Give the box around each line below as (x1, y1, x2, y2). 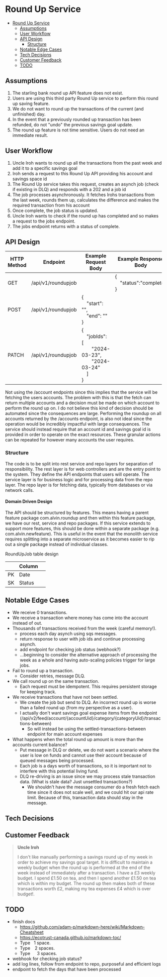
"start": (86, 300, 103, 307)
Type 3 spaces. (19, 950, 57, 956)
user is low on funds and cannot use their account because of (19, 752, 147, 758)
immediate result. (12, 132, 48, 138)
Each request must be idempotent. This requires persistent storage (19, 683, 157, 689)
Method (7, 262, 27, 269)
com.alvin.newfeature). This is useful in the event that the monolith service (5, 531, 158, 537)
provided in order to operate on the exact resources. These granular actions (5, 432, 161, 437)
